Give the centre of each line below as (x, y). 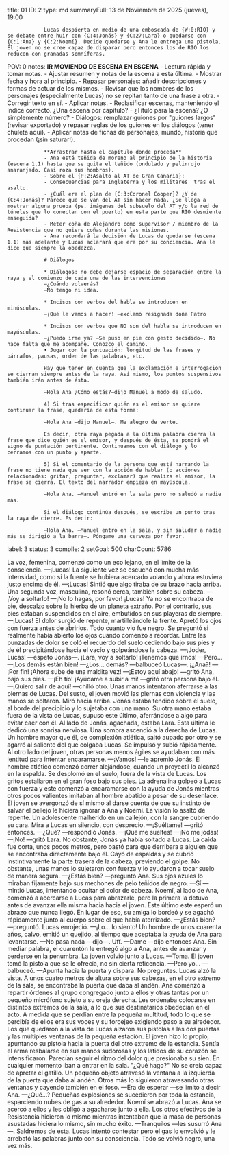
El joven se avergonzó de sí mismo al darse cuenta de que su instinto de (109, 803)
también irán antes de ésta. (49, 380)
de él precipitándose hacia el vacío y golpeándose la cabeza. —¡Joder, (107, 650)
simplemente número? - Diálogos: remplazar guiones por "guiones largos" (112, 117)
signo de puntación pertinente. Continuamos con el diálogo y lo (102, 446)
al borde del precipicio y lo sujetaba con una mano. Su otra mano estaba (109, 708)
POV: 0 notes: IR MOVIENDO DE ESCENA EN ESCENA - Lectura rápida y (109, 67)
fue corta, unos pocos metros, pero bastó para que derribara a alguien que (113, 847)
